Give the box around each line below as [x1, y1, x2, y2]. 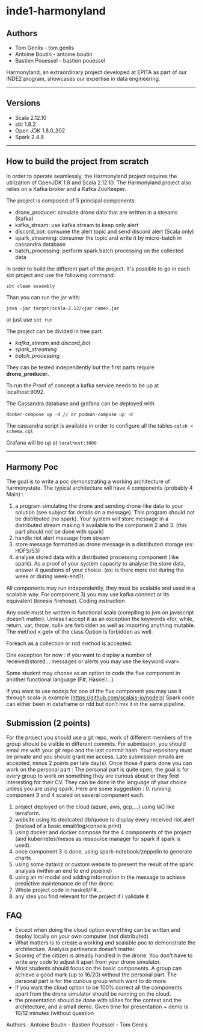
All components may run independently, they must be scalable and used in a [6, 584, 195, 591]
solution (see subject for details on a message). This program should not [14, 509, 195, 516]
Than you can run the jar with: [6, 293, 81, 301]
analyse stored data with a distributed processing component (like [14, 554, 179, 561]
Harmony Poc [6, 462, 58, 472]
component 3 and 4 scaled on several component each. [6, 791, 145, 799]
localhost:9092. [6, 388, 45, 395]
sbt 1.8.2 [14, 120, 36, 128]
